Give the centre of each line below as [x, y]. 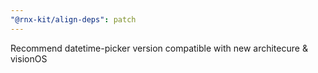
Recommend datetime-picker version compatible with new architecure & [159, 48]
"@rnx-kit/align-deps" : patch [73, 19]
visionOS [29, 58]
